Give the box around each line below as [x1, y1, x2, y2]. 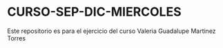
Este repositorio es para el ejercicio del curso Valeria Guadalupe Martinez [7, 27, 216, 35]
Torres [7, 34, 26, 42]
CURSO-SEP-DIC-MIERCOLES [7, 4, 182, 20]
